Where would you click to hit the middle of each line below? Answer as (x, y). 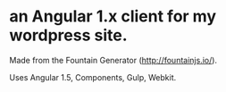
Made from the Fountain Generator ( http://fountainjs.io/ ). (113, 60)
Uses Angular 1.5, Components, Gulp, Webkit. (93, 77)
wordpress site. (68, 35)
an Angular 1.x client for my (113, 17)
